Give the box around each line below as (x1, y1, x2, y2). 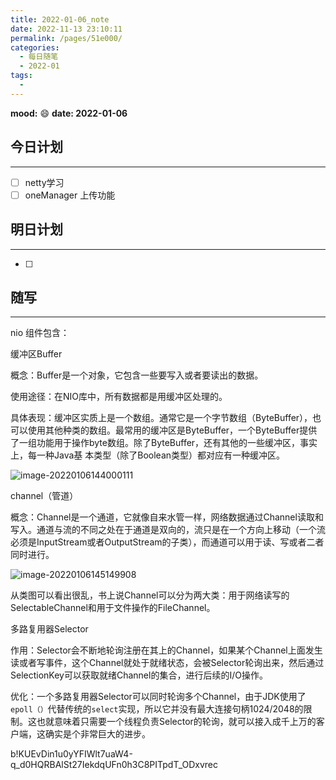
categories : (10, 42, 60, 53)
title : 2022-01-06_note (10, 14, 110, 25)
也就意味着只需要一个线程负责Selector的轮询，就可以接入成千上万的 (36, 716, 317, 728)
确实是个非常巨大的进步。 (44, 728, 151, 740)
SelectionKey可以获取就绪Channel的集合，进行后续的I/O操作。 (10, 669, 268, 681)
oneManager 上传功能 (24, 189, 116, 201)
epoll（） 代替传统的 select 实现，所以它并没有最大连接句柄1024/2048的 (10, 703, 304, 715)
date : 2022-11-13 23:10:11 (10, 24, 123, 34)
